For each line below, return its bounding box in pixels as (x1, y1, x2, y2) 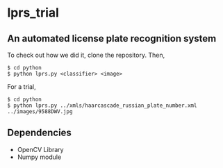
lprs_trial (7, 5, 59, 21)
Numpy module (17, 153, 62, 161)
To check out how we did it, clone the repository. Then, (7, 51, 165, 59)
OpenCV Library (17, 145, 64, 153)
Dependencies (7, 127, 72, 139)
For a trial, (7, 83, 36, 91)
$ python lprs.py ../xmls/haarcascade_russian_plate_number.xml (7, 102, 197, 109)
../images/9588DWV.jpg (7, 108, 73, 115)
